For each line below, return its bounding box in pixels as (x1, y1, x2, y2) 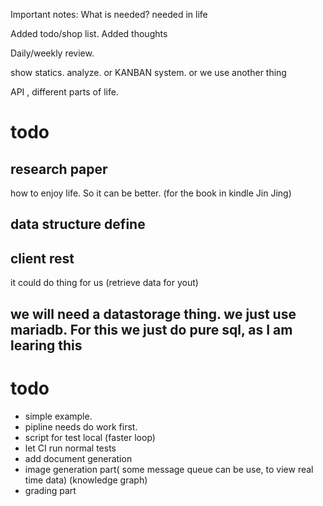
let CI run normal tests (24, 442, 117, 454)
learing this (10, 337, 83, 354)
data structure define (10, 216, 146, 233)
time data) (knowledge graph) (24, 474, 148, 486)
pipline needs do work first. (24, 420, 138, 433)
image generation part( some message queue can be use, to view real (24, 463, 314, 475)
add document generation (24, 452, 133, 464)
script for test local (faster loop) (24, 431, 156, 443)
